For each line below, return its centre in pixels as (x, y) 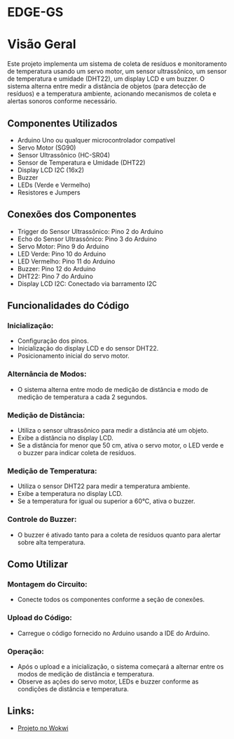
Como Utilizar (38, 564)
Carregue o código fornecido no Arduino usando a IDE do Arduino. (113, 633)
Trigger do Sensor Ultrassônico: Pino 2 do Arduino (90, 231)
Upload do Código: (40, 617)
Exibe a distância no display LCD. (65, 438)
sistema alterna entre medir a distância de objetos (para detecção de (107, 86)
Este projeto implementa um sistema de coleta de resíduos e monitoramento (117, 64)
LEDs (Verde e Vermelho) (54, 185)
